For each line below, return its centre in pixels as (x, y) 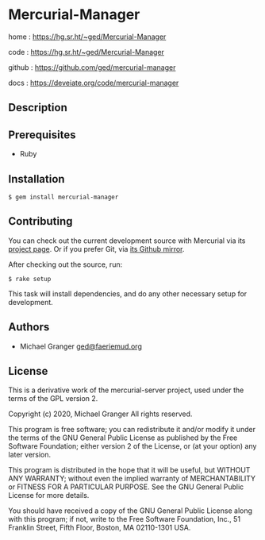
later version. (30, 455)
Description (38, 108)
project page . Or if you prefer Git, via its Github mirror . (96, 249)
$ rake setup (30, 279)
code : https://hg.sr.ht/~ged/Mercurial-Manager (86, 52)
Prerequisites (42, 135)
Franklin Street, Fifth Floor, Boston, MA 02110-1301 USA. (100, 528)
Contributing (40, 221)
